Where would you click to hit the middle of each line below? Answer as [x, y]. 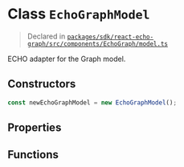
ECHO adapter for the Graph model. [67, 59]
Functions [33, 155]
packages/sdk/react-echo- [110, 37]
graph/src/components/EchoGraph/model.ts [97, 44]
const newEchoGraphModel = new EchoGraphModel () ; [92, 102]
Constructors [42, 84]
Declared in [46, 36]
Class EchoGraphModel [79, 14]
